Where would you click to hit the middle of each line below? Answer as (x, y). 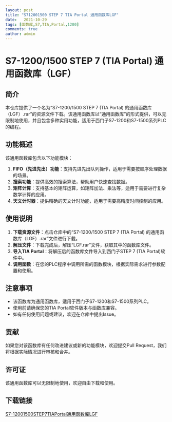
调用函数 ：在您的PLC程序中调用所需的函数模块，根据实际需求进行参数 (87, 264)
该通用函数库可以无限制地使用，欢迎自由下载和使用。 (62, 383)
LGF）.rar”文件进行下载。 (53, 238)
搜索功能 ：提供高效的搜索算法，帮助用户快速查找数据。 (71, 181)
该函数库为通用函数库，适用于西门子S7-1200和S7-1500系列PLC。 (82, 301)
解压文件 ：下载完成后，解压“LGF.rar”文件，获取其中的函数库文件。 (83, 245)
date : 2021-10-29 (26, 20)
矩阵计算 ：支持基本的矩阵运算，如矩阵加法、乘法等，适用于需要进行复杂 (89, 188)
